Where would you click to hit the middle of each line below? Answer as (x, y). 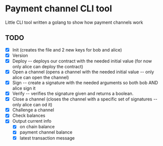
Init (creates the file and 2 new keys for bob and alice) (67, 49)
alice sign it (24, 88)
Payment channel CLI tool (59, 9)
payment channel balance (46, 132)
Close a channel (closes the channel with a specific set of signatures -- (85, 99)
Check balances (29, 116)
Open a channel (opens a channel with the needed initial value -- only (83, 72)
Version (20, 55)
